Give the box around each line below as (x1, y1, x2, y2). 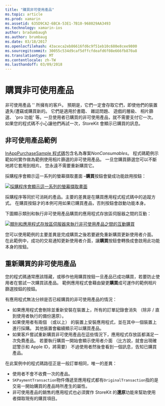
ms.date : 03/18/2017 (5, 39, 48, 44)
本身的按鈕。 (5, 244, 31, 250)
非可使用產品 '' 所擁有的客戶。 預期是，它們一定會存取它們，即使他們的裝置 (5, 102, 158, 108)
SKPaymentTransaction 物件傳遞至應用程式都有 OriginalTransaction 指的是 (12, 377, 159, 383)
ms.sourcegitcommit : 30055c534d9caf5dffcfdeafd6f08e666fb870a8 (5, 48, 137, 53)
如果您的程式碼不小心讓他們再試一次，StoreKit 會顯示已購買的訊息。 (5, 121, 143, 126)
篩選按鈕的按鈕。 (5, 286, 40, 292)
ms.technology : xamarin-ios (5, 26, 63, 31)
